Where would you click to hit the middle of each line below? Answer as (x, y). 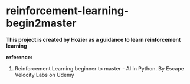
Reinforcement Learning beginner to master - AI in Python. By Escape (99, 68)
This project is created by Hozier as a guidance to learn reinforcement (94, 39)
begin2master (41, 23)
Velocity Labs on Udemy (45, 75)
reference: (19, 57)
